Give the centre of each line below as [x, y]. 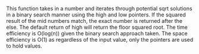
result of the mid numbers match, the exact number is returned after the [94, 21]
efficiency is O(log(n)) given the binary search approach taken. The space [97, 33]
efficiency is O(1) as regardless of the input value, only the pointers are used [100, 40]
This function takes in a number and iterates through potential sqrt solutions [99, 9]
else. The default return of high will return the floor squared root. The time [97, 27]
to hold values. [24, 46]
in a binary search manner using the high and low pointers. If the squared [96, 15]
